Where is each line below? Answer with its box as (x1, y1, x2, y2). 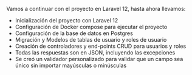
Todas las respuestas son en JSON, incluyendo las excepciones (15, 49, 176, 56)
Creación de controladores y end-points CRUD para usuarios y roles (15, 42, 187, 50)
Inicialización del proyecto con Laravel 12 (15, 17, 118, 24)
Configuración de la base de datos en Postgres (15, 30, 134, 37)
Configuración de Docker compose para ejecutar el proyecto (15, 24, 168, 30)
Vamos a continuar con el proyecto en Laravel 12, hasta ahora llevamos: (6, 5, 186, 12)
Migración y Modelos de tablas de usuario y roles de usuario (15, 36, 167, 43)
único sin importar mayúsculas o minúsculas (15, 62, 127, 69)
